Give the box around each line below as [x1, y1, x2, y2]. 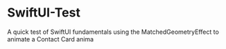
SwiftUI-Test [7, 5, 81, 21]
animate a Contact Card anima [7, 35, 94, 43]
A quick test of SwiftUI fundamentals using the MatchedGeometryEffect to [7, 28, 220, 36]
